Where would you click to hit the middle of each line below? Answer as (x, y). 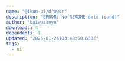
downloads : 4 (22, 28)
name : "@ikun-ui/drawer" (37, 11)
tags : (13, 44)
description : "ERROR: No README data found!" (63, 17)
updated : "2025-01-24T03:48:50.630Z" (52, 38)
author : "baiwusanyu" (33, 22)
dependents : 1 (24, 33)
